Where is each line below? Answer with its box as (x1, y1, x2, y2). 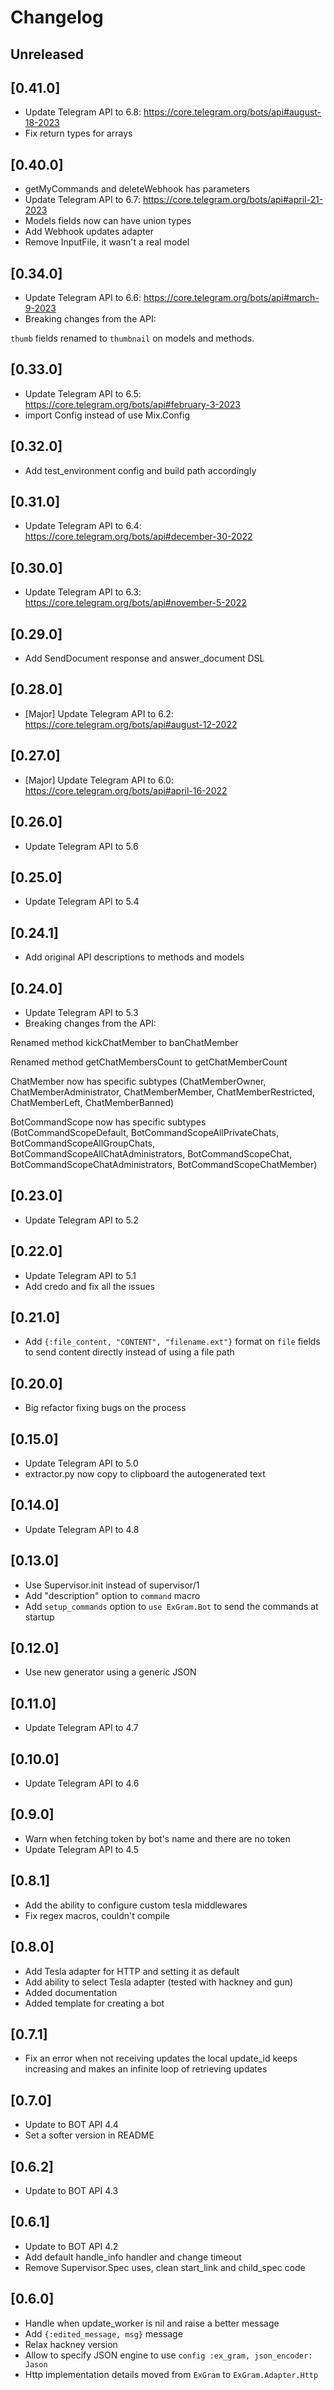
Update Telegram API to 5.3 (24, 1006, 139, 1018)
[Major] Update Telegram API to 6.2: (24, 707, 174, 720)
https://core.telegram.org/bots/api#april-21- (142, 194, 324, 206)
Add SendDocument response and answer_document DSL (24, 652, 265, 665)
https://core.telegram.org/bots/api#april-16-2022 (24, 784, 228, 796)
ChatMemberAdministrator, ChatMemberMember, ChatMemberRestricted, (10, 1086, 315, 1098)
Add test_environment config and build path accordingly (24, 464, 257, 476)
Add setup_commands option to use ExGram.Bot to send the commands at (24, 1600, 319, 1612)
